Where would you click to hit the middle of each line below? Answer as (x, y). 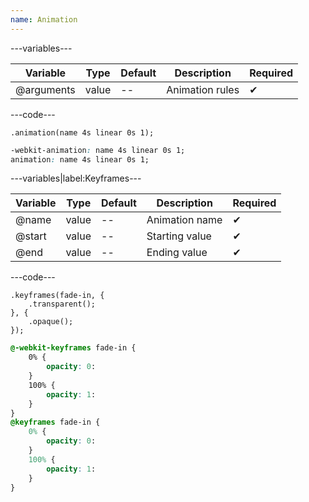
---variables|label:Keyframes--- (76, 178)
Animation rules (203, 89)
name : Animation (44, 19)
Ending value (177, 253)
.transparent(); (62, 304)
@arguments (45, 89)
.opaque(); (51, 322)
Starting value (179, 236)
